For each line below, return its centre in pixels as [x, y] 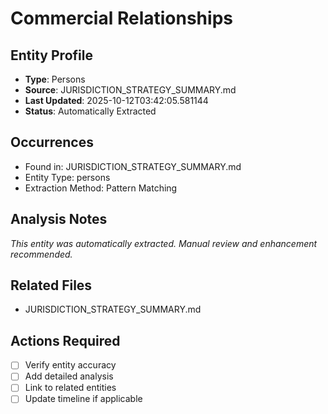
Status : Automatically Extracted [90, 111]
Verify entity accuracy [70, 365]
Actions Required [65, 340]
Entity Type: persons [67, 177]
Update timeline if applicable [83, 399]
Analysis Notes [59, 219]
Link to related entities [70, 388]
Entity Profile [51, 55]
